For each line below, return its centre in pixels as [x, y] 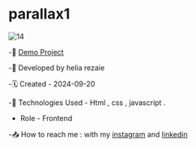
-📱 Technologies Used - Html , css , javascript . [87, 103]
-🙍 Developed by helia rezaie [57, 67]
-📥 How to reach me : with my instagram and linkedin [98, 134]
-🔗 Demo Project [36, 52]
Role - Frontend [46, 118]
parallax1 [39, 14]
